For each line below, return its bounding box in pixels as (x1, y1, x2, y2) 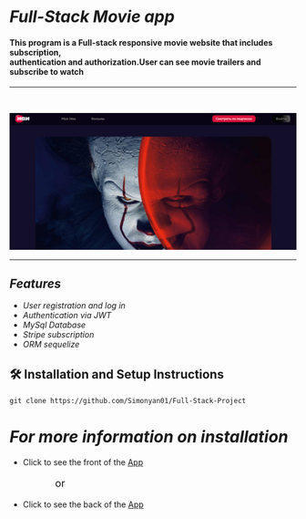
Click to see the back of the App (22, 499, 144, 510)
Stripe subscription (22, 329, 95, 340)
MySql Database (22, 319, 87, 330)
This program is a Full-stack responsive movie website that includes (9, 36, 273, 47)
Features (9, 275, 62, 291)
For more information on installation (9, 427, 289, 448)
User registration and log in (22, 300, 126, 311)
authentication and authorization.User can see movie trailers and (9, 57, 261, 67)
